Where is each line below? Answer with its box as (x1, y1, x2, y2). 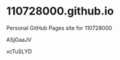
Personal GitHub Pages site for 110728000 (6, 24, 113, 32)
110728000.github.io (6, 4, 115, 18)
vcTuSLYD (6, 47, 32, 55)
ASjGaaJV (6, 36, 32, 43)
